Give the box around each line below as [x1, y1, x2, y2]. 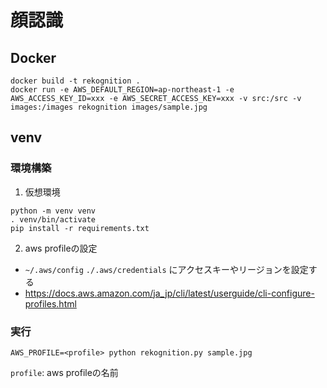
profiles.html [24, 297, 77, 310]
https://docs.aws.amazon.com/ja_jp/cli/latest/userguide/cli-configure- [24, 287, 315, 299]
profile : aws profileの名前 [10, 366, 119, 378]
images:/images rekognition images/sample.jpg [10, 102, 208, 112]
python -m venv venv [10, 206, 97, 216]
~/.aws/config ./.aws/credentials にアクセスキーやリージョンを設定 [24, 263, 309, 275]
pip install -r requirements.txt [10, 223, 150, 233]
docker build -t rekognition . [10, 76, 141, 86]
